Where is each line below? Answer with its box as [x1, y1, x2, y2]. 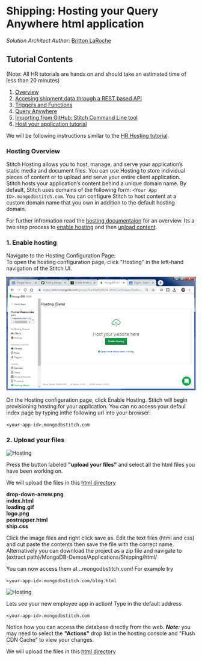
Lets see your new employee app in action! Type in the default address [6, 600, 182, 607]
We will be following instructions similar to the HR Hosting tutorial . [6, 132, 170, 139]
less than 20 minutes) [6, 76, 60, 84]
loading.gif [6, 503, 34, 511]
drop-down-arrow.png [6, 491, 64, 498]
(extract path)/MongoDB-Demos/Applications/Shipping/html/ [6, 553, 158, 561]
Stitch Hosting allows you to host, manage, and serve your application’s [6, 161, 183, 168]
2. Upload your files [6, 435, 65, 444]
